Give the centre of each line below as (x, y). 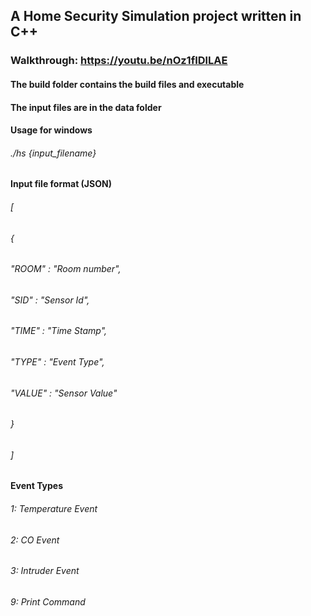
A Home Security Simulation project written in (156, 16)
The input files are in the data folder (86, 107)
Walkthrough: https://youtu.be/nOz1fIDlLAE (119, 61)
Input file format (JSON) (61, 184)
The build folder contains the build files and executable (127, 84)
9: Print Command (48, 601)
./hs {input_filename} (53, 153)
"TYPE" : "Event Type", (57, 361)
